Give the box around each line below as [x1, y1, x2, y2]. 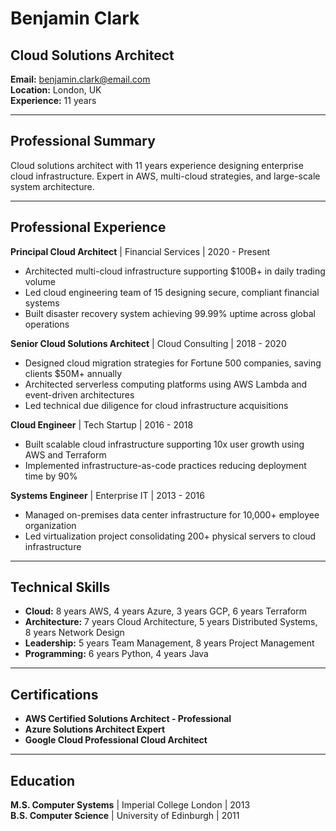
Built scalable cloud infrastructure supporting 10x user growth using [24, 438, 305, 450]
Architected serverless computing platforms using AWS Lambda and [24, 378, 308, 390]
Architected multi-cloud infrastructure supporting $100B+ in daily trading [24, 265, 326, 277]
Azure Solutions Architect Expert [24, 723, 166, 736]
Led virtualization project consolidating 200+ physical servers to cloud [24, 530, 317, 542]
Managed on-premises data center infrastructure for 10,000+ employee [24, 508, 320, 521]
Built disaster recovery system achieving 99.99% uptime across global [24, 307, 316, 319]
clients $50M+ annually [24, 367, 123, 379]
